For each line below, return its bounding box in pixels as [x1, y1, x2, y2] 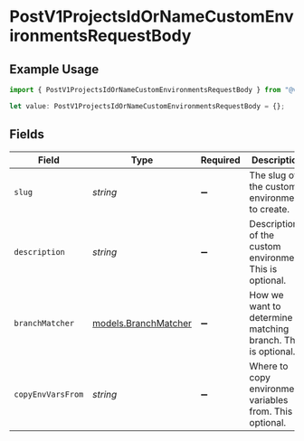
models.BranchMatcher [91, 316, 193, 329]
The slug [249, 169, 287, 182]
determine [249, 311, 293, 324]
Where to [249, 360, 289, 372]
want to [249, 300, 281, 313]
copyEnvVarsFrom [14, 389, 84, 399]
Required [200, 154, 242, 166]
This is [249, 262, 278, 275]
